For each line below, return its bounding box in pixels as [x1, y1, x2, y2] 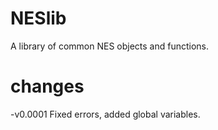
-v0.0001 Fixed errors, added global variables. [10, 108, 201, 120]
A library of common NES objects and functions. [10, 40, 210, 52]
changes [10, 75, 85, 98]
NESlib [10, 7, 67, 30]
